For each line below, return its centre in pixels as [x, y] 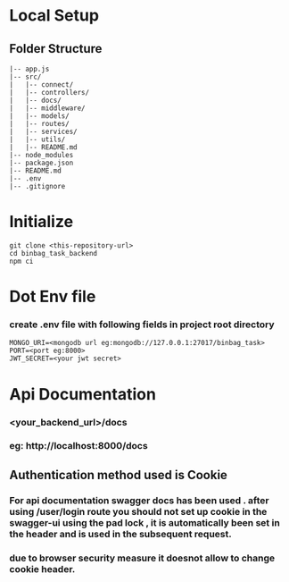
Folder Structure [56, 49]
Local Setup [54, 16]
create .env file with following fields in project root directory [142, 325]
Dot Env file [53, 297]
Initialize [41, 222]
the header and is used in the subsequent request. [120, 534]
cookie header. [42, 569]
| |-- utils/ [37, 139]
